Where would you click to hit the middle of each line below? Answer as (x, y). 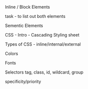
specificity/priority (23, 82)
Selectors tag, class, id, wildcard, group (44, 72)
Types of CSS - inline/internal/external (43, 44)
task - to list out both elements (35, 16)
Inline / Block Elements (28, 7)
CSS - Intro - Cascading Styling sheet (42, 35)
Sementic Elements (24, 25)
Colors (12, 53)
